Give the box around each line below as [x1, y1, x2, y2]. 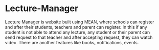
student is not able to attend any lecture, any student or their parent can [5, 29, 150, 35]
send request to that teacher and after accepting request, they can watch [5, 34, 153, 40]
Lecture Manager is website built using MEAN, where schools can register [5, 19, 154, 25]
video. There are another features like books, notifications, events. [5, 39, 139, 45]
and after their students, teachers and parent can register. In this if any [5, 24, 148, 30]
